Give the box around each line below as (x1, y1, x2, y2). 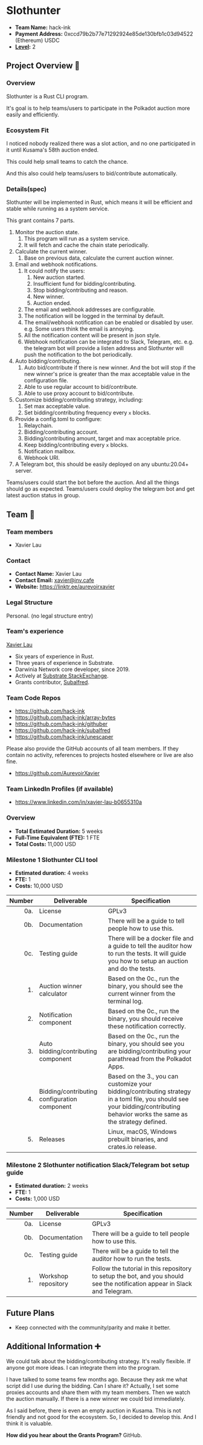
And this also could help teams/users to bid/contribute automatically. (6, 169, 178, 177)
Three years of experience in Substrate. (14, 659, 115, 666)
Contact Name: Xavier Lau (14, 570, 82, 578)
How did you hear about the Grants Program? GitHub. (6, 1431, 142, 1438)
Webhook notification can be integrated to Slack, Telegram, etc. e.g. (24, 338, 194, 346)
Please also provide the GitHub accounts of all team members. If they (6, 745, 179, 752)
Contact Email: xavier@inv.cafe (14, 577, 95, 584)
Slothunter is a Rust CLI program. (6, 92, 89, 100)
